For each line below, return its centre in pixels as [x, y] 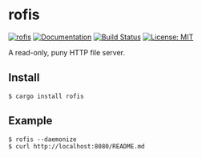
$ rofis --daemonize [43, 139]
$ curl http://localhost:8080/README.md [77, 146]
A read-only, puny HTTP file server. [67, 52]
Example [30, 121]
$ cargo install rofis [46, 96]
